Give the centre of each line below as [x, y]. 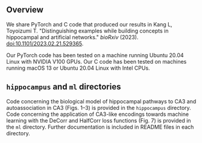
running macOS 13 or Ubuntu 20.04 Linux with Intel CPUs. [78, 68]
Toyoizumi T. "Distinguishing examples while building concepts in [87, 31]
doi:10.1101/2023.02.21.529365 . [45, 43]
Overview [25, 10]
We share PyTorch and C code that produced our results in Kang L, [90, 24]
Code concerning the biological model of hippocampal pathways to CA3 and [101, 101]
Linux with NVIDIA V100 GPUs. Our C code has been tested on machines [96, 61]
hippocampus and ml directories [64, 87]
